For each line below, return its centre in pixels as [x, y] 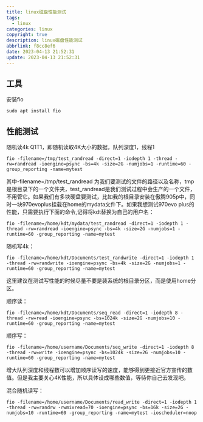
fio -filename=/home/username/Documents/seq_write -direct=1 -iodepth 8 [100, 347]
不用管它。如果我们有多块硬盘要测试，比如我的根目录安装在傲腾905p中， [98, 197]
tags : [13, 18]
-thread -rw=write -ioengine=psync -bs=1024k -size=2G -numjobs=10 [94, 353]
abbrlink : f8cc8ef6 [31, 46]
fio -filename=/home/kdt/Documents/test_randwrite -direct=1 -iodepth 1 [100, 258]
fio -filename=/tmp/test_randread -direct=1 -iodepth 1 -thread [89, 159]
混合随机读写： [25, 391]
